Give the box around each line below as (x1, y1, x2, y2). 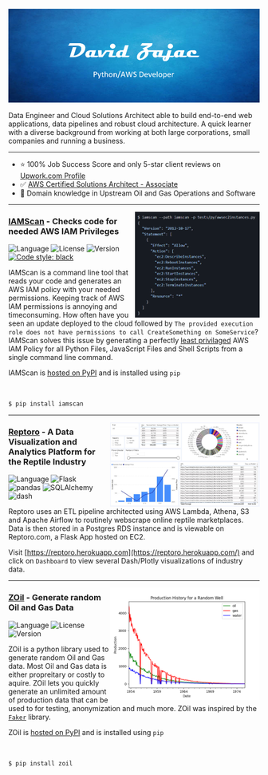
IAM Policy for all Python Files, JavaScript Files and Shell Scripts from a (8, 344, 243, 354)
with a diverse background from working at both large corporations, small (8, 127, 250, 136)
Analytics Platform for (8, 446, 96, 457)
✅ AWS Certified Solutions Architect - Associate (19, 179, 178, 188)
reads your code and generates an (8, 276, 122, 286)
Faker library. (8, 712, 51, 722)
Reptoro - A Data (8, 426, 74, 437)
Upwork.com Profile (19, 171, 86, 180)
